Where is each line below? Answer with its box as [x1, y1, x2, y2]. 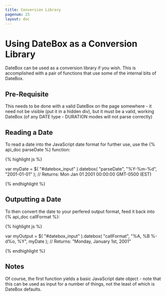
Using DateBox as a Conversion [5, 38, 138, 49]
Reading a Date [5, 128, 53, 137]
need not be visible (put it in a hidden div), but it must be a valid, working [5, 108, 155, 114]
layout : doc [5, 16, 30, 21]
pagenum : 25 [5, 12, 30, 17]
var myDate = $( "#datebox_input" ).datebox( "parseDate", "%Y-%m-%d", [5, 166, 158, 172]
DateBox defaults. [5, 286, 42, 292]
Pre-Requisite [5, 90, 49, 99]
